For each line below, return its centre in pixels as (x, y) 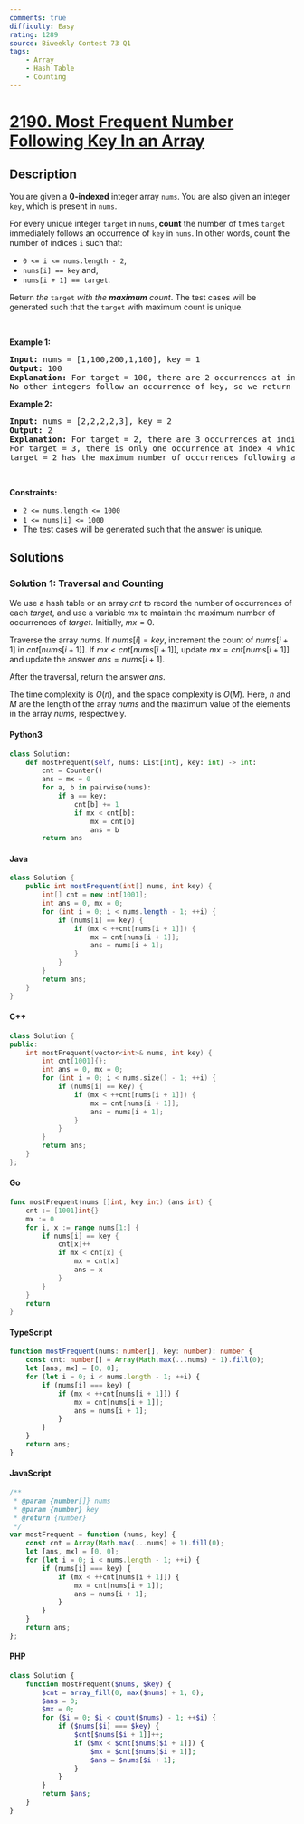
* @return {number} (50, 1518)
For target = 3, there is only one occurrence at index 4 (141, 448)
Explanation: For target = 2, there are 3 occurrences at (141, 439)
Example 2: (31, 404)
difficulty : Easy (42, 26)
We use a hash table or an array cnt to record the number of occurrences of (151, 603)
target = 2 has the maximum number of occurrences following (148, 457)
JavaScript (30, 1473)
